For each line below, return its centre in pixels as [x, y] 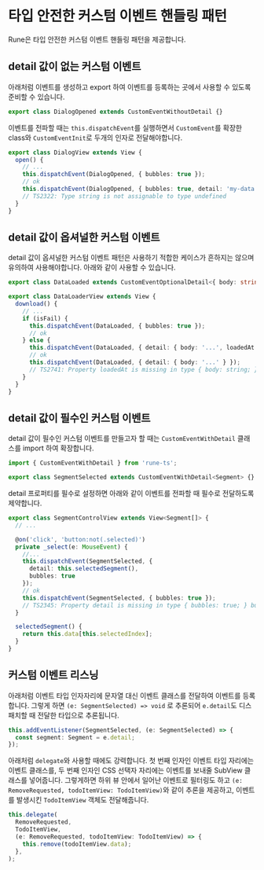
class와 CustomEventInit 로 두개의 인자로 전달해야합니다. [95, 138]
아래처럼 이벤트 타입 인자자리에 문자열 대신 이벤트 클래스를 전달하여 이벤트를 [125, 696]
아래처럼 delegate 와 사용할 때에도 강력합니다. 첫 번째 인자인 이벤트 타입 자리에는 [131, 761]
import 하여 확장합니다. [58, 448]
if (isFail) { [45, 318]
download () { [37, 304]
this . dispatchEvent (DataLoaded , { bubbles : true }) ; [117, 326]
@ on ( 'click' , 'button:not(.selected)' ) [81, 539]
